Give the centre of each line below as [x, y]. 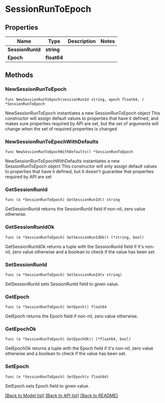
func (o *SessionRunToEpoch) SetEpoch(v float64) [57, 377]
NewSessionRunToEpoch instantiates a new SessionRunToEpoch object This [83, 113]
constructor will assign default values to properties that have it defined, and [82, 118]
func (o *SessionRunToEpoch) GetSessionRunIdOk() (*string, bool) [75, 237]
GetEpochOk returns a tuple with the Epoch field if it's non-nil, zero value [79, 348]
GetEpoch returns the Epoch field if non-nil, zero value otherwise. [72, 316]
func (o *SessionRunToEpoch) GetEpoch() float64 [56, 307]
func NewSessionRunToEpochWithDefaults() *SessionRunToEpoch [69, 152]
